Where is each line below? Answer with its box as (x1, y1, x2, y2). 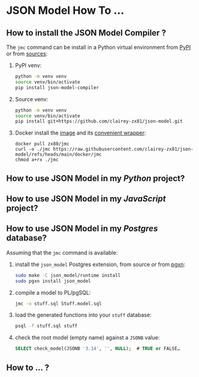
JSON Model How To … (6, 4, 125, 17)
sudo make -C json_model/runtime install (14, 272, 121, 278)
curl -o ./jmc (14, 146, 51, 153)
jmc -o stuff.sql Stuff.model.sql (14, 300, 102, 306)
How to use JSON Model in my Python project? (6, 173, 185, 183)
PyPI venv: (14, 62, 42, 69)
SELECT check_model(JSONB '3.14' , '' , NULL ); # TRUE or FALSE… (14, 346, 180, 352)
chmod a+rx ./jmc (14, 157, 59, 163)
